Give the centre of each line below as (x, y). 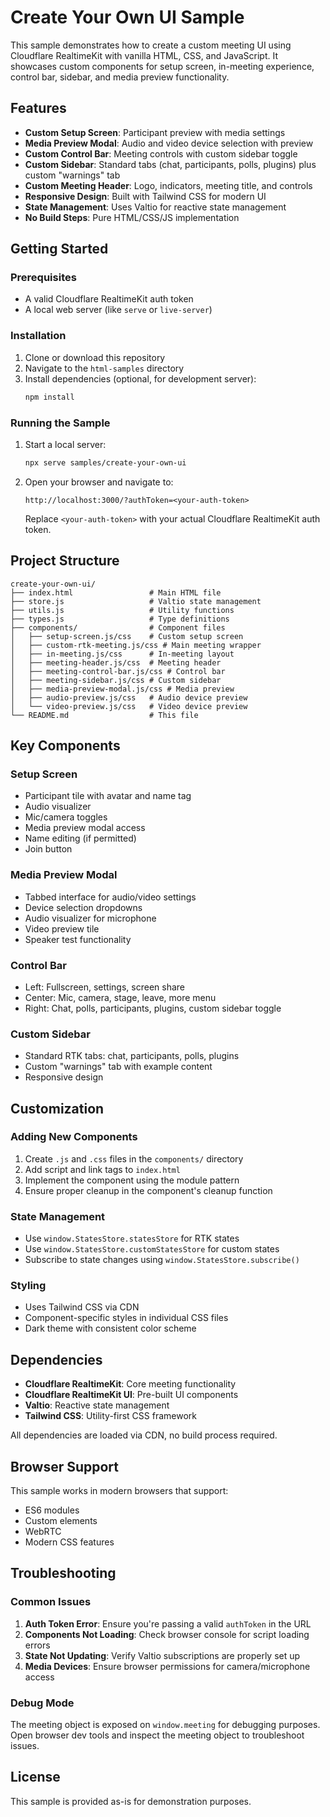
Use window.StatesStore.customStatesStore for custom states (152, 1249)
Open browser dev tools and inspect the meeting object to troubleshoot (157, 1735)
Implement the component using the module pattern (132, 1180)
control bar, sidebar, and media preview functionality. (120, 77)
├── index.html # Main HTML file (116, 592)
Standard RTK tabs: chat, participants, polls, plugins (132, 1056)
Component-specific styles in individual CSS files (126, 1318)
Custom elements (61, 1521)
